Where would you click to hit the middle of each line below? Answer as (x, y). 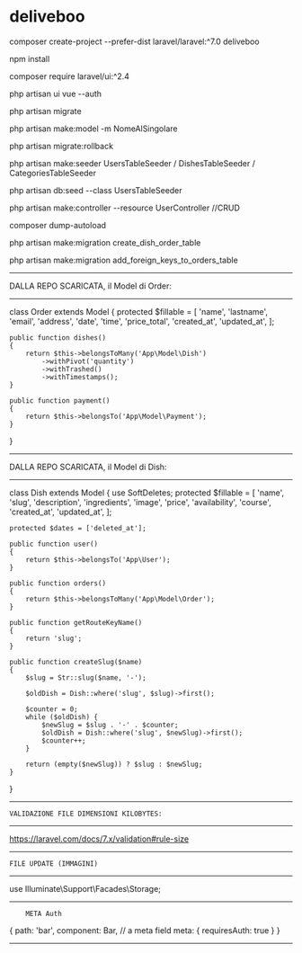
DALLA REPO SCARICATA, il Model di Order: (91, 286)
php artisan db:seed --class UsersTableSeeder (96, 190)
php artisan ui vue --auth (55, 94)
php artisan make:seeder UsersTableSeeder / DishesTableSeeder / (133, 163)
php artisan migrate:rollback (62, 146)
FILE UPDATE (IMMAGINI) (54, 864)
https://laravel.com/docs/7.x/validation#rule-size (99, 839)
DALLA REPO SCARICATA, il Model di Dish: (88, 467)
